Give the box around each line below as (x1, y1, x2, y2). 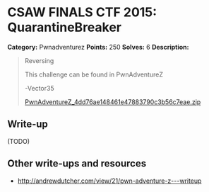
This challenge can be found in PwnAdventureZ (24, 70, 164, 79)
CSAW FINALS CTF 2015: (7, 4, 157, 21)
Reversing (24, 56, 54, 64)
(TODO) (7, 137, 30, 145)
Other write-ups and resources (7, 157, 147, 170)
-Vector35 (24, 84, 54, 92)
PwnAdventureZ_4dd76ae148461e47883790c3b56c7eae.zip (24, 97, 201, 106)
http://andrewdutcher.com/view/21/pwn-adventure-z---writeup (17, 176, 202, 185)
